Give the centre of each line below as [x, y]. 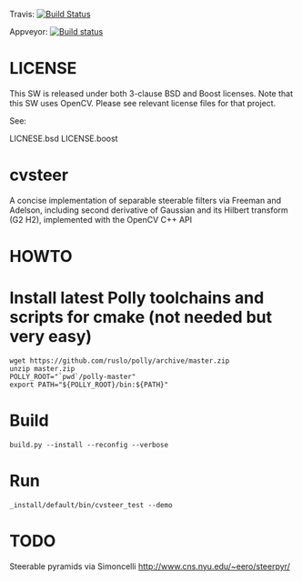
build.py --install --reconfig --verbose [89, 445]
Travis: [22, 14]
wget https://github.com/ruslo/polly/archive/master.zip [120, 361]
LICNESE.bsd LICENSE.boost [64, 138]
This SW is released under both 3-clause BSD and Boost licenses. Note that [151, 93]
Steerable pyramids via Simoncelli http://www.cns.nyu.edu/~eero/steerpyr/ [150, 566]
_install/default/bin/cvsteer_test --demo [91, 505]
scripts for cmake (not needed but [141, 317]
